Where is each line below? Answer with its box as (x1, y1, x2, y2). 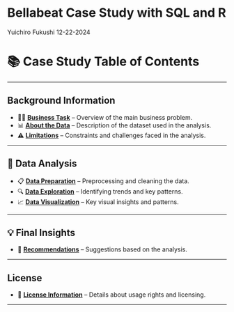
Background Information (7, 95, 116, 107)
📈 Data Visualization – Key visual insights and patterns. (17, 197, 179, 206)
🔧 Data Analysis (7, 158, 77, 170)
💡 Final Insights (7, 226, 75, 238)
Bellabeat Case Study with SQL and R (7, 5, 226, 21)
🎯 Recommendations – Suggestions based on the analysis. (17, 245, 188, 253)
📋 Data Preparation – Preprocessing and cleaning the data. (17, 176, 189, 185)
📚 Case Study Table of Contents (7, 54, 200, 70)
